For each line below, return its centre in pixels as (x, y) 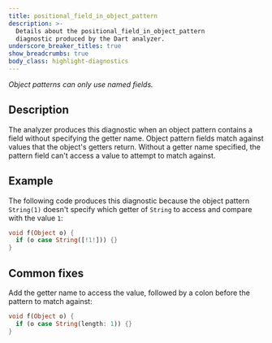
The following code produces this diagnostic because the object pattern (129, 201)
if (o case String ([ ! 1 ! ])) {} (67, 241)
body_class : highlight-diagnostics (69, 62)
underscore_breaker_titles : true (65, 46)
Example (31, 181)
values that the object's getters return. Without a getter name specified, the (135, 146)
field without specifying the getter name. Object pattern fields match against (136, 138)
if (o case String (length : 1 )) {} (74, 323)
